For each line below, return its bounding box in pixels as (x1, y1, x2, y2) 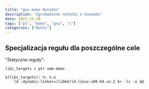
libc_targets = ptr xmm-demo (5, 66, 65, 71)
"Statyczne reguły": (5, 57, 45, 62)
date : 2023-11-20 (5, 16, 41, 21)
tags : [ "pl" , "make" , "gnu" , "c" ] (5, 21, 76, 26)
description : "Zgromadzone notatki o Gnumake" (5, 12, 102, 17)
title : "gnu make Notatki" (5, 7, 60, 12)
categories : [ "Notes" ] (5, 26, 52, 30)
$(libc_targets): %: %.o (5, 75, 56, 80)
